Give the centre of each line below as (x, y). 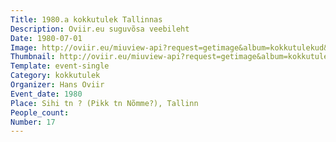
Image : (24, 47)
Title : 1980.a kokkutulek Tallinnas (86, 19)
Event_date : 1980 (46, 94)
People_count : (40, 112)
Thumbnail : (33, 57)
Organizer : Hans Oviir (57, 85)
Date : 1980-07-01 (46, 38)
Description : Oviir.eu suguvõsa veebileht (100, 29)
